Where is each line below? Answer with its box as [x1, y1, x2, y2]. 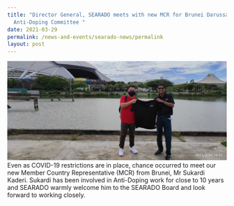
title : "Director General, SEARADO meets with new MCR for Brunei [7, 11, 204, 18]
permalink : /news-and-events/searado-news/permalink [7, 34, 164, 41]
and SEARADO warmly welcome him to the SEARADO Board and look [7, 183, 205, 191]
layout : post [7, 41, 45, 48]
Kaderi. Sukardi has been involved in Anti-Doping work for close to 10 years [7, 175, 224, 184]
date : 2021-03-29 [7, 26, 58, 33]
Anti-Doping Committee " [13, 18, 86, 26]
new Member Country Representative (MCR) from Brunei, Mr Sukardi [7, 168, 205, 177]
